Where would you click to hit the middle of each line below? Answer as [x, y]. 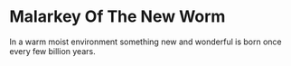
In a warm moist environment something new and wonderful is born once [145, 42]
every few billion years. [53, 51]
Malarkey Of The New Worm [117, 17]
